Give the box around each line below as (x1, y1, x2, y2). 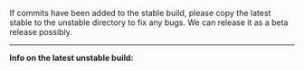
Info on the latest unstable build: (9, 53, 134, 63)
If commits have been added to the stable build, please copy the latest (9, 8, 271, 18)
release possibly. (9, 27, 72, 37)
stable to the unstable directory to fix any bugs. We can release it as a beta (9, 17, 289, 28)
